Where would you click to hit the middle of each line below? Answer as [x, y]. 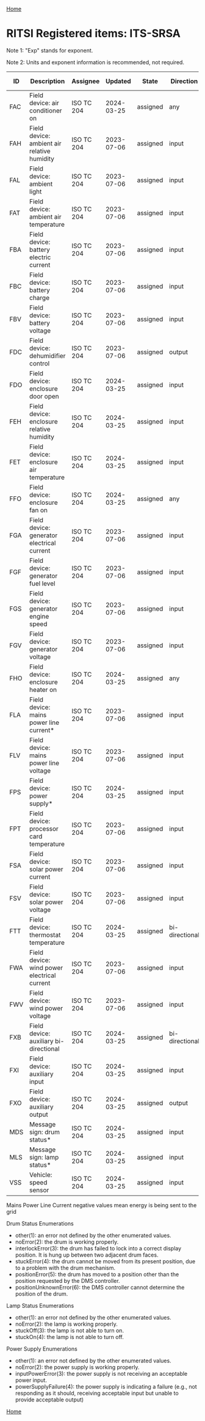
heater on [43, 689]
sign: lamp [44, 1157]
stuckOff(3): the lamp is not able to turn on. [69, 1330]
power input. [31, 1380]
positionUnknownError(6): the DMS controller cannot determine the [100, 1287]
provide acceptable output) [49, 1400]
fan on [38, 510]
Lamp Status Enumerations [40, 1305]
